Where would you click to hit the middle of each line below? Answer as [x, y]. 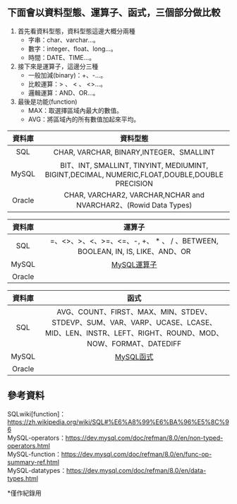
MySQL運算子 [134, 265]
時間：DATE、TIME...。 [62, 57]
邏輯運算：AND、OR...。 [63, 92]
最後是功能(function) [47, 102]
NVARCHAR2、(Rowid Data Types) [134, 205]
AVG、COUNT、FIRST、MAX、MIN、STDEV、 [134, 311]
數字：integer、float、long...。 [73, 49]
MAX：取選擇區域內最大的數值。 [74, 110]
